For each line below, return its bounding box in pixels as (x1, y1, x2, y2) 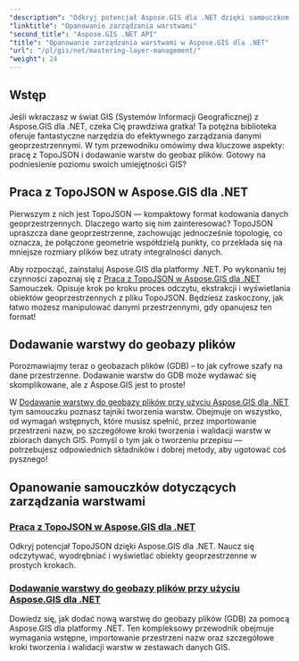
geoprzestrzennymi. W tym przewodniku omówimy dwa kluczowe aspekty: (9, 139, 285, 150)
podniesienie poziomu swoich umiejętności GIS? (9, 158, 187, 170)
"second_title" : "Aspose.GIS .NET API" (9, 29, 158, 38)
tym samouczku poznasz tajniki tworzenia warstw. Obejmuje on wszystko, (9, 406, 283, 417)
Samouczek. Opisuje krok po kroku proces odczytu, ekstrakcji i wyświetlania (9, 282, 291, 293)
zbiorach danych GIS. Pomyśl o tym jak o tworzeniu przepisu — (9, 435, 243, 446)
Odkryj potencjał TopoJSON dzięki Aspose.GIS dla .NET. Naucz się (9, 541, 254, 552)
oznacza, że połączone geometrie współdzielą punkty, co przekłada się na (9, 237, 283, 247)
